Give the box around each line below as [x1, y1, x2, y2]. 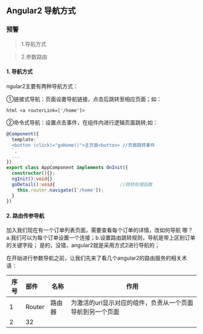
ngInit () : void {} [11, 176, 53, 182]
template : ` [11, 136, 39, 143]
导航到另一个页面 [71, 307, 120, 316]
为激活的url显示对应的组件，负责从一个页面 [71, 298, 193, 307]
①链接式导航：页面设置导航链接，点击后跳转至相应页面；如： [6, 95, 162, 103]
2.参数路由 [21, 53, 48, 60]
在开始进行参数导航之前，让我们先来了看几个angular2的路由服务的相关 [6, 254, 182, 262]
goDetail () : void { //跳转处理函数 [11, 181, 153, 187]
